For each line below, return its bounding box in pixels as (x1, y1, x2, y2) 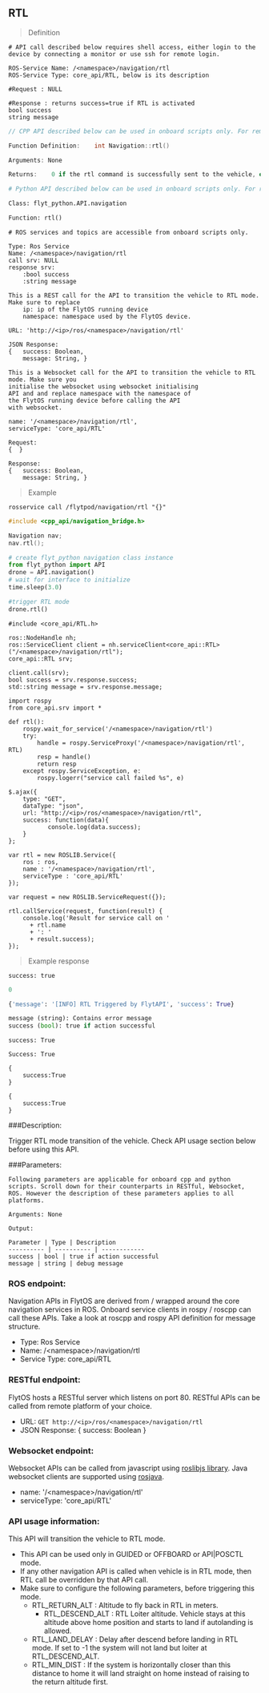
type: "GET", (22, 794, 66, 803)
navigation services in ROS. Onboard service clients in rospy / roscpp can (8, 1305, 251, 1314)
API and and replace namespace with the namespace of (8, 389, 192, 397)
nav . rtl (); (8, 539, 45, 547)
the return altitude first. (31, 1677, 109, 1687)
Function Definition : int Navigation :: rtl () (8, 142, 171, 150)
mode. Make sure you (8, 376, 78, 384)
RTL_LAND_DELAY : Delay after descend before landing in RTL (31, 1635, 239, 1644)
